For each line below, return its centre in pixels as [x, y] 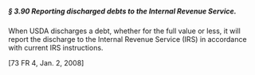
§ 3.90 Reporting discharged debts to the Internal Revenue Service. [122, 11]
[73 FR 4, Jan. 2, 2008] [46, 62]
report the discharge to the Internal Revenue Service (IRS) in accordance [127, 39]
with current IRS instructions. [56, 47]
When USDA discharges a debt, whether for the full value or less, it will [124, 31]
